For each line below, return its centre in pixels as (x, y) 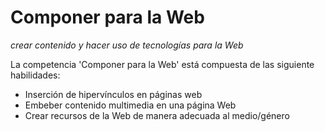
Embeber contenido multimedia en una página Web (130, 105)
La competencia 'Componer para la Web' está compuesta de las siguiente (162, 64)
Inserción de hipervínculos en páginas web (113, 94)
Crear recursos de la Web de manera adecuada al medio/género (157, 115)
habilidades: (35, 75)
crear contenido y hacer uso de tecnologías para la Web (127, 45)
